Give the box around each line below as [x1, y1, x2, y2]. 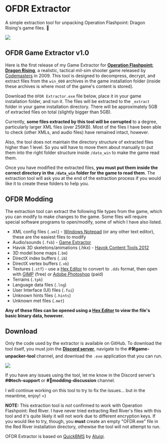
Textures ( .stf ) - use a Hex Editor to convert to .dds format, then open [12, 265, 158, 271]
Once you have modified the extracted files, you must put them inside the [5, 164, 158, 170]
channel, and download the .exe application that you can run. [36, 353, 163, 359]
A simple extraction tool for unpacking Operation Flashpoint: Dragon [5, 19, 146, 25]
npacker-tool [5, 353, 36, 359]
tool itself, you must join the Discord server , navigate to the [5, 346, 128, 352]
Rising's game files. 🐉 [5, 24, 50, 30]
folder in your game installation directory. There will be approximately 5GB [5, 103, 158, 109]
